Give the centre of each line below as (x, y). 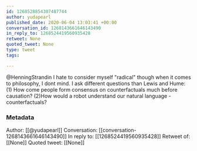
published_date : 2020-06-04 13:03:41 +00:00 (61, 22)
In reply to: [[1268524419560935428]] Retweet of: (129, 136)
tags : (13, 55)
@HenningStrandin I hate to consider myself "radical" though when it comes (98, 77)
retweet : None (24, 39)
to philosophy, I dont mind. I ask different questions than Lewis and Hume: (96, 83)
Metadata (20, 117)
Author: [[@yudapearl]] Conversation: (52, 130)
